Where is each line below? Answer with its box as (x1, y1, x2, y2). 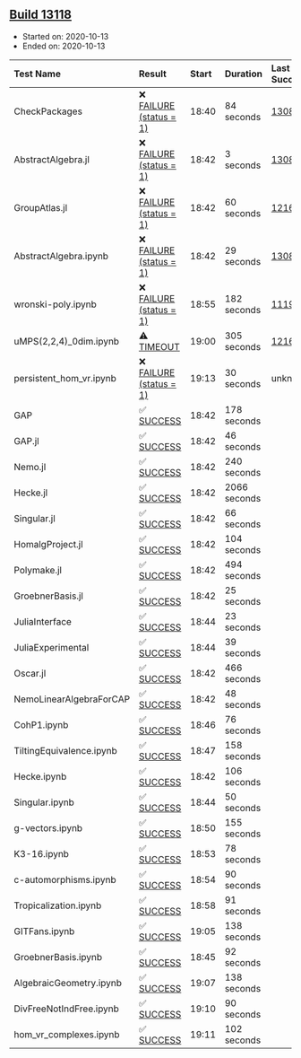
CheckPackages (13, 105, 83, 118)
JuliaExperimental (13, 641, 90, 653)
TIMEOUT (138, 340, 181, 353)
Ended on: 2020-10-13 (21, 40, 106, 51)
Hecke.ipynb (13, 770, 67, 783)
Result (138, 67, 168, 80)
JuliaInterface (13, 615, 72, 627)
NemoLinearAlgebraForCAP (13, 693, 131, 705)
